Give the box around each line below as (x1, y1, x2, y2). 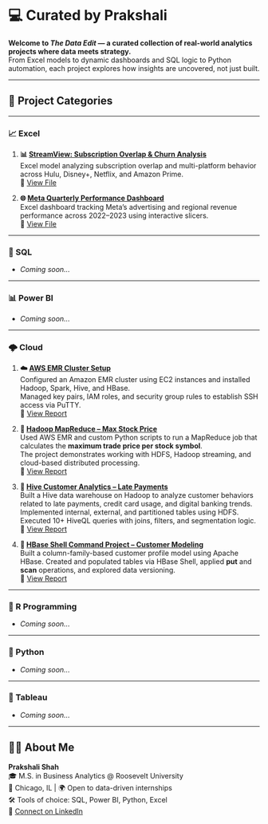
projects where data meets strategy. (8, 46, 132, 56)
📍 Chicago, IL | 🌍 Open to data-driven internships (8, 783, 173, 792)
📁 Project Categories (8, 94, 113, 108)
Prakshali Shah (8, 762, 60, 771)
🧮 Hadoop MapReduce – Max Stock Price (19, 424, 158, 433)
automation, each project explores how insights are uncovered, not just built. (8, 63, 260, 73)
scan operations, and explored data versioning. (19, 565, 175, 574)
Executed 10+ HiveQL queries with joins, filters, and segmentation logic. (19, 515, 257, 525)
